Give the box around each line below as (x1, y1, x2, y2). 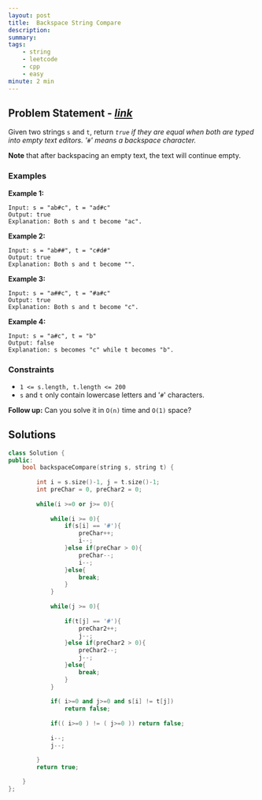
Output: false (8, 339, 55, 347)
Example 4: (8, 316, 46, 326)
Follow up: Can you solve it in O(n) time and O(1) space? (8, 405, 192, 415)
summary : (8, 33, 37, 42)
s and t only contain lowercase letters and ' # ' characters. (19, 390, 205, 400)
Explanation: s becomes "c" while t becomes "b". (8, 345, 175, 354)
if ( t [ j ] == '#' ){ (64, 617, 122, 625)
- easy (22, 70, 44, 78)
